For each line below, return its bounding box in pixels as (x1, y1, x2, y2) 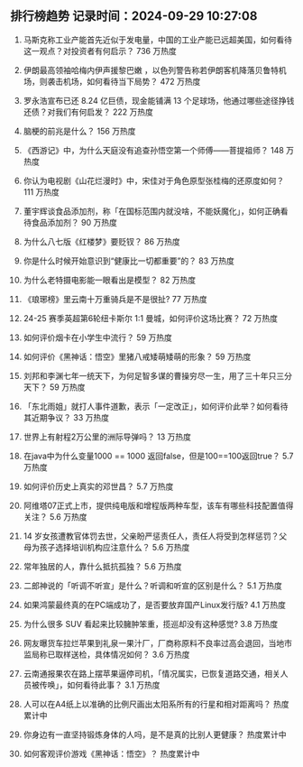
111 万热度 (23, 186, 60, 197)
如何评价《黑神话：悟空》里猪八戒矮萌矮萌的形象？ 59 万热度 (23, 351, 252, 362)
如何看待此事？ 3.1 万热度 (67, 679, 161, 690)
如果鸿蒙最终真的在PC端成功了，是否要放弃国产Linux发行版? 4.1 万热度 (23, 599, 287, 610)
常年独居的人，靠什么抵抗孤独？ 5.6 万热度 (23, 560, 182, 571)
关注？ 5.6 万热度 (23, 511, 87, 522)
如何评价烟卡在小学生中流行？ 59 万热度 (23, 332, 172, 343)
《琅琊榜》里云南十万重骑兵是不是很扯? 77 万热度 (23, 293, 207, 304)
